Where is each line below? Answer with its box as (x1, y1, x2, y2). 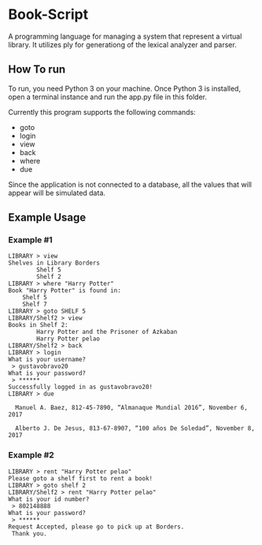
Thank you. (11, 529, 47, 537)
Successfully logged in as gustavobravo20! (8, 384, 153, 391)
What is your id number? (8, 495, 90, 503)
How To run (8, 63, 66, 76)
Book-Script (8, 6, 89, 24)
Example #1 (8, 235, 53, 246)
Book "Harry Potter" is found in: (8, 287, 122, 295)
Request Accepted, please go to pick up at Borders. (8, 522, 185, 531)
